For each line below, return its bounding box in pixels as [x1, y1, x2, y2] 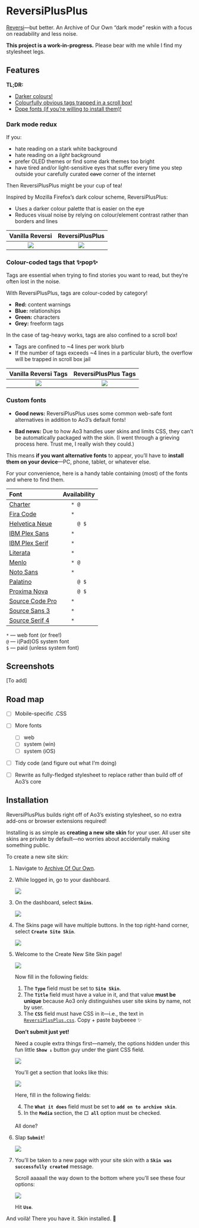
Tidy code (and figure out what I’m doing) [14, 759, 117, 766]
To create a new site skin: [6, 853, 69, 860]
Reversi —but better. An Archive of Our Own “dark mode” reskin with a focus [6, 24, 192, 31]
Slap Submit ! [14, 1133, 45, 1141]
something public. [6, 841, 50, 848]
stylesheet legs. [6, 48, 45, 55]
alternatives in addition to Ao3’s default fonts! [14, 416, 126, 423]
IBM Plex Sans [9, 529, 49, 537]
